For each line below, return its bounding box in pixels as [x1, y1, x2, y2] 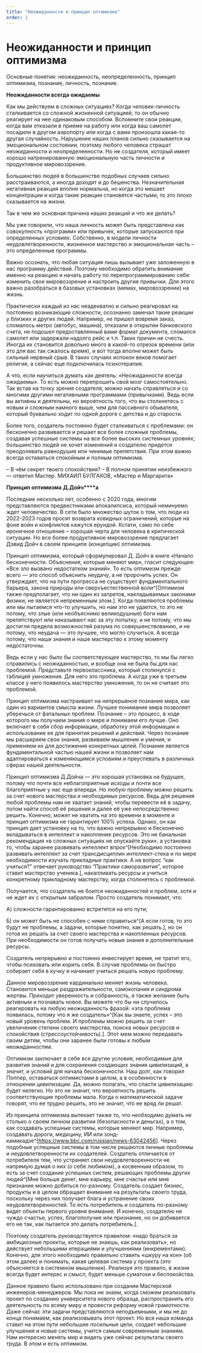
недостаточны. [6, 642, 45, 649]
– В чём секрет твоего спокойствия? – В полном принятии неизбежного [6, 466, 192, 473]
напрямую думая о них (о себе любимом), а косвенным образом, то [6, 1163, 184, 1170]
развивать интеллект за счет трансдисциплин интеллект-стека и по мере [6, 850, 197, 858]
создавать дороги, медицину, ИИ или [6, 1131, 103, 1138]
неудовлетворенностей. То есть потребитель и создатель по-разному [6, 1202, 188, 1209]
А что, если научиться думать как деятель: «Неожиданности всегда [6, 372, 183, 379]
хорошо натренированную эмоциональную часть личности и [6, 154, 165, 162]
